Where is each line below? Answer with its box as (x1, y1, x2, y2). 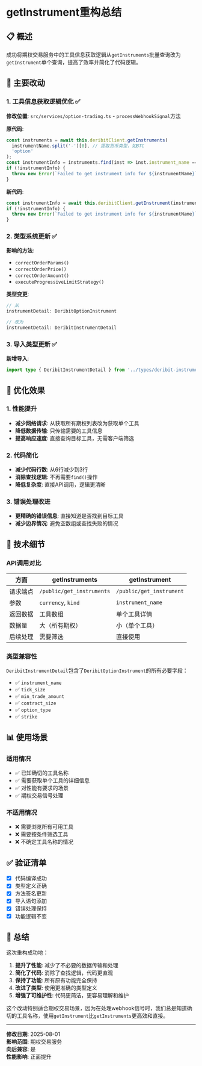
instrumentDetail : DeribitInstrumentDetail (6, 325, 117, 331)
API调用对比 (6, 558, 41, 567)
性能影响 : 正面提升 (6, 1053, 52, 1061)
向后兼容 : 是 (6, 1046, 36, 1053)
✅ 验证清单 (6, 858, 47, 868)
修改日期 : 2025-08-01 (6, 1030, 61, 1038)
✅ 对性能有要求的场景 (14, 784, 69, 792)
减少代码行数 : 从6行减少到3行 (14, 466, 88, 473)
